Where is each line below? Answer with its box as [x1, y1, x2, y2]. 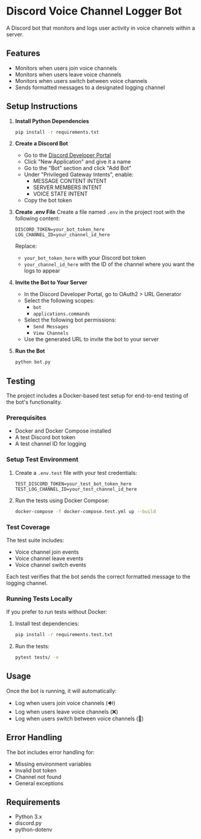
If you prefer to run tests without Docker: [6, 608, 107, 615]
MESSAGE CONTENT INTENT [33, 177, 107, 185]
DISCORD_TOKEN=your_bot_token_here [14, 227, 105, 233]
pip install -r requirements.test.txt [14, 632, 113, 638]
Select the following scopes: [24, 297, 95, 304]
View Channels [33, 330, 69, 337]
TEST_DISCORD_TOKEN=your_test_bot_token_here [14, 480, 132, 487]
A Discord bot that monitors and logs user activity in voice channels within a [6, 24, 195, 32]
